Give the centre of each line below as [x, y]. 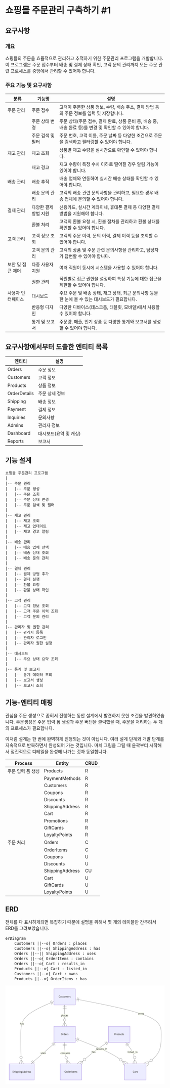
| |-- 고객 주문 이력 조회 [32, 612]
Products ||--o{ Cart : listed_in [51, 969]
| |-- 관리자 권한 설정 [29, 643]
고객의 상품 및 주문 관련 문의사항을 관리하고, [102, 250]
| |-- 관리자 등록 [24, 633]
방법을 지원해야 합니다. [81, 213]
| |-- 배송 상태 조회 [27, 553]
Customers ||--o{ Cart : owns [46, 974]
